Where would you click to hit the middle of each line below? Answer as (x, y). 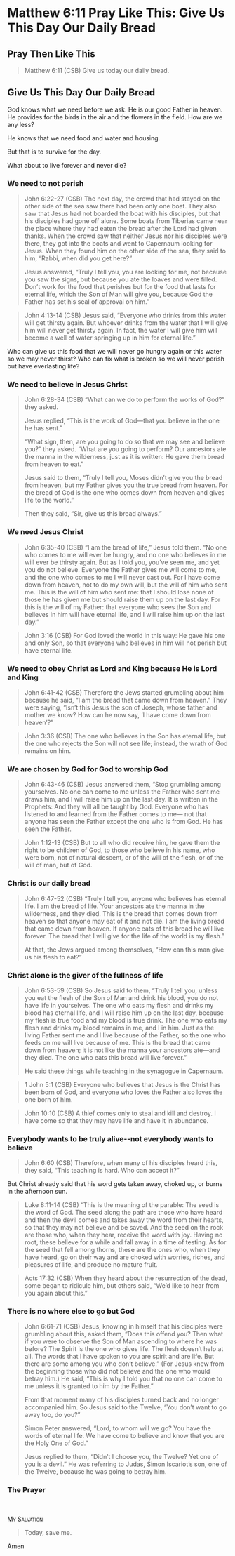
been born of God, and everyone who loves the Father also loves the (123, 1092)
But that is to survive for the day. (54, 152)
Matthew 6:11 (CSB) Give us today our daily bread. (97, 71)
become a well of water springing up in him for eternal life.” (110, 338)
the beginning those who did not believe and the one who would (117, 1371)
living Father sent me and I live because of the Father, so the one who (125, 1035)
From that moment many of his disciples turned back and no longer (121, 1400)
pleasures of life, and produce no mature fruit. (91, 1265)
